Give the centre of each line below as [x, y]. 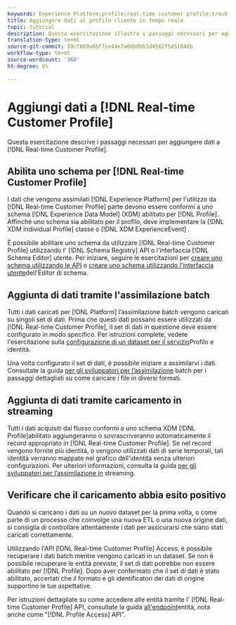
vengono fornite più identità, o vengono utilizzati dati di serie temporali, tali [115, 451]
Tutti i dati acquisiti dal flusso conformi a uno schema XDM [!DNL [101, 428]
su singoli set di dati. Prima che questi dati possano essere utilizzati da [110, 320]
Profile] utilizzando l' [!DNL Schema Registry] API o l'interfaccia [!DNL [108, 250]
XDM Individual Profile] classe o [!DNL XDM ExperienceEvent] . [99, 229]
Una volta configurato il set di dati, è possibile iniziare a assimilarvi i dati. [112, 363]
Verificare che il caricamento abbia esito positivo [117, 495]
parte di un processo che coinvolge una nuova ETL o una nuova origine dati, [118, 519]
